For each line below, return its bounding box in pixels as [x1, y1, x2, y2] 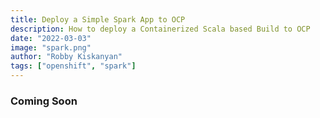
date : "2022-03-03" [10, 33, 92, 43]
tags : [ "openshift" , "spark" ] [10, 61, 137, 71]
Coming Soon [10, 94, 78, 108]
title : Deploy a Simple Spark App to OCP [10, 14, 186, 25]
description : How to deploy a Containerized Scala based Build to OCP [10, 24, 311, 34]
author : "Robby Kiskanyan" [10, 52, 123, 62]
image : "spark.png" [10, 42, 92, 53]
